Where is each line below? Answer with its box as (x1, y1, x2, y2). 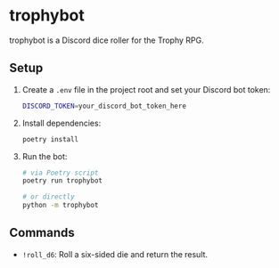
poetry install (21, 134, 79, 143)
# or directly (21, 192, 75, 201)
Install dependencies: (21, 118, 102, 128)
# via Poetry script (21, 168, 99, 177)
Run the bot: (21, 150, 68, 161)
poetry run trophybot (21, 176, 103, 185)
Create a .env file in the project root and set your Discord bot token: (21, 84, 271, 94)
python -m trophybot (21, 201, 99, 210)
